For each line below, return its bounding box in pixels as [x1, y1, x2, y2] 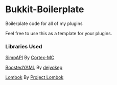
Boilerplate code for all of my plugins [5, 20, 83, 26]
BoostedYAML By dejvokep [5, 65, 63, 71]
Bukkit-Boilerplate [5, 4, 84, 15]
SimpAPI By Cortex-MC [5, 54, 55, 61]
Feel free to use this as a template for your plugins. [5, 30, 112, 36]
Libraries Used [5, 43, 42, 50]
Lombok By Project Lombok [5, 74, 64, 80]
